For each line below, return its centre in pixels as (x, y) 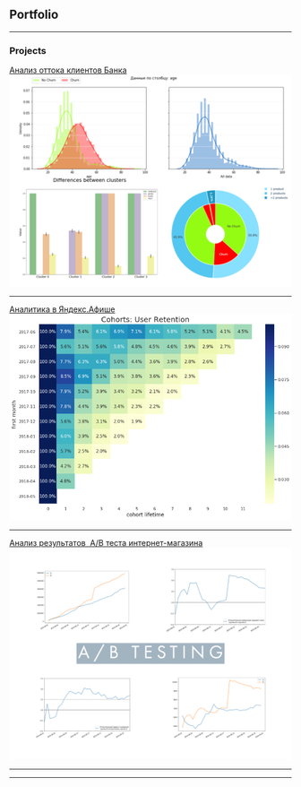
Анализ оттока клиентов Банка (68, 70)
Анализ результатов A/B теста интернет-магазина (106, 543)
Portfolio (34, 15)
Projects (28, 50)
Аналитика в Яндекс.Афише (62, 309)
